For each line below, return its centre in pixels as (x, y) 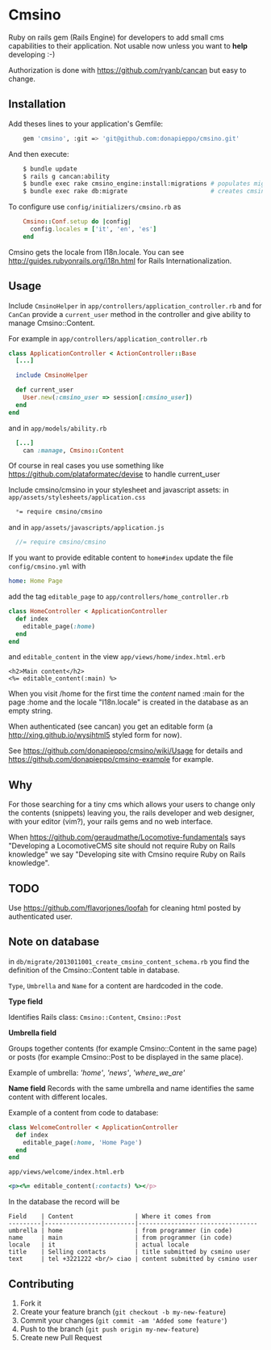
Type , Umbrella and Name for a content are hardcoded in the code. (116, 985)
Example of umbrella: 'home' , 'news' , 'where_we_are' (97, 1073)
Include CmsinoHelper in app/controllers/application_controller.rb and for (135, 306)
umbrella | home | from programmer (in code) (120, 1231)
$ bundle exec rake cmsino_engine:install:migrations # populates (137, 184)
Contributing (41, 1284)
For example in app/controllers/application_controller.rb (108, 338)
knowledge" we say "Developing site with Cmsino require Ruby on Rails (127, 854)
